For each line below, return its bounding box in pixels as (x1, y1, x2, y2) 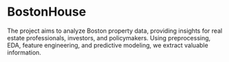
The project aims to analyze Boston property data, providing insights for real (7, 27, 223, 35)
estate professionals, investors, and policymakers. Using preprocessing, (7, 33, 211, 42)
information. (7, 48, 42, 57)
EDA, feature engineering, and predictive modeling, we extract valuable (7, 41, 208, 49)
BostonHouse (7, 4, 86, 20)
